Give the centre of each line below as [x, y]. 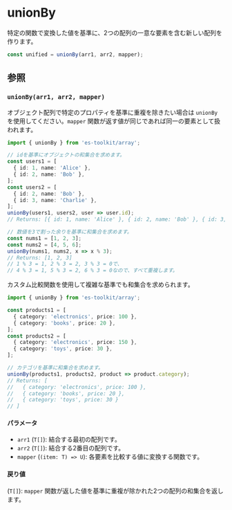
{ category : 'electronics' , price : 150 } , [75, 343]
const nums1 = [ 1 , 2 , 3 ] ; [44, 238]
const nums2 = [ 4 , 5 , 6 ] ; [44, 245]
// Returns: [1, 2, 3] [40, 257]
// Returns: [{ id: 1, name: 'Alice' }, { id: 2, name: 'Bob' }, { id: [112, 219]
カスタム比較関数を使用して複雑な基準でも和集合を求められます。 [101, 284]
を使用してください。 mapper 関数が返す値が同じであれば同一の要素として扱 [114, 121]
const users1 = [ [32, 162]
